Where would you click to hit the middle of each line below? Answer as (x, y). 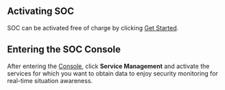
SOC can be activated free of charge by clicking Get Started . (93, 27)
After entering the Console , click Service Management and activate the (108, 66)
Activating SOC (40, 11)
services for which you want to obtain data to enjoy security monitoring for (113, 73)
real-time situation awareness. (50, 80)
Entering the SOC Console (64, 50)
